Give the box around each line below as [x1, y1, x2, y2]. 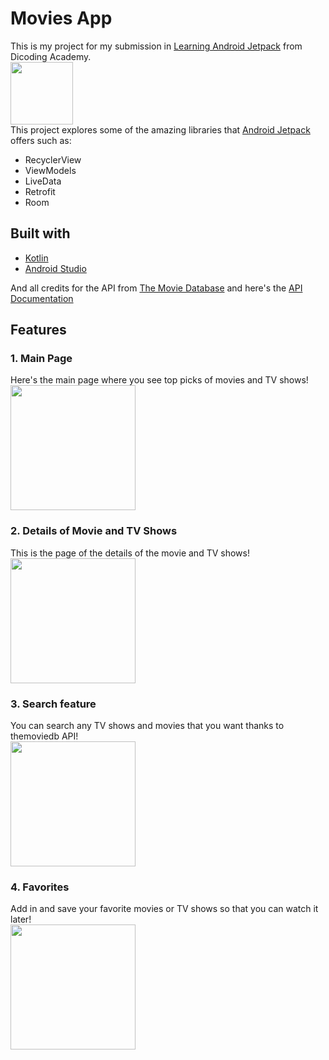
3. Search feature [10, 697, 97, 711]
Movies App [10, 7, 113, 30]
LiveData [24, 175, 62, 187]
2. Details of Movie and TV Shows [10, 524, 178, 538]
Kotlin [24, 252, 49, 264]
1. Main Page [10, 352, 73, 366]
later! [10, 913, 32, 926]
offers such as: [10, 134, 72, 146]
